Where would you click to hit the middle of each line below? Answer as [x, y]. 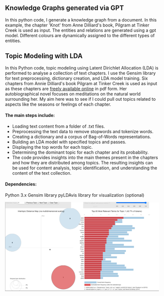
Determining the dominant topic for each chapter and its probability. [80, 152]
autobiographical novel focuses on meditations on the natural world [73, 94]
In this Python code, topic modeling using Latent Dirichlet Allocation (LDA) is [82, 68]
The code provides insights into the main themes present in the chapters [85, 157]
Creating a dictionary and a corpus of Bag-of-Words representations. [82, 137]
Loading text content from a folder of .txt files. [58, 126]
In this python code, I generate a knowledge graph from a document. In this [81, 20]
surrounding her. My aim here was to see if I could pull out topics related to [81, 99]
